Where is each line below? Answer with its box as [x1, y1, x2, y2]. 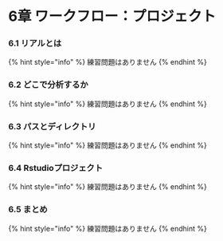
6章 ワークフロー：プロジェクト [8, 7, 217, 26]
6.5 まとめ [8, 204, 48, 215]
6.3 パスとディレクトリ [8, 120, 96, 132]
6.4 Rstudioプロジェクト [8, 163, 104, 173]
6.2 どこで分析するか [8, 79, 89, 90]
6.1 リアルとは [8, 38, 62, 49]
